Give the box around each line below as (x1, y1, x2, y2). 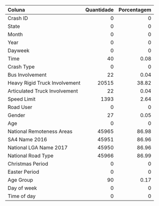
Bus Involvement (7, 72, 47, 78)
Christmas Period (7, 160, 48, 167)
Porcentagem (119, 6, 152, 13)
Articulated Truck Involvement (7, 88, 78, 94)
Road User (7, 104, 32, 110)
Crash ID (7, 15, 28, 21)
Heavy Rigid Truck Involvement (7, 80, 81, 86)
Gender (7, 112, 25, 118)
